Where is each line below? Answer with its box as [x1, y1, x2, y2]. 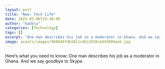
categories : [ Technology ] [5, 26, 58, 31]
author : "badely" [5, 21, 41, 26]
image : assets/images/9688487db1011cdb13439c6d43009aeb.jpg [5, 39, 131, 44]
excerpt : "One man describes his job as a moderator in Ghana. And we [5, 35, 153, 40]
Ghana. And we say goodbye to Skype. [5, 58, 84, 64]
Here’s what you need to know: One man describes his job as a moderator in [5, 53, 160, 59]
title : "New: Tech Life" [5, 12, 56, 17]
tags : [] [5, 30, 23, 35]
